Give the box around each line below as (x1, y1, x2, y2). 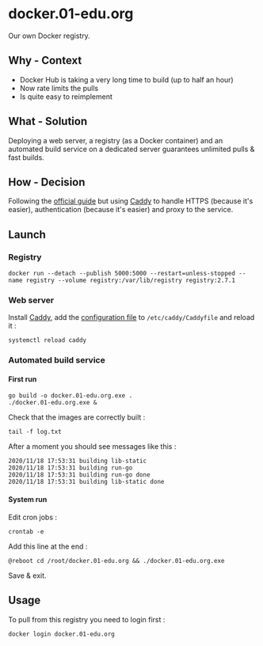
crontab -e (8, 527, 44, 535)
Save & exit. (8, 571, 47, 580)
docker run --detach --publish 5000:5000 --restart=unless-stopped (8, 270, 236, 278)
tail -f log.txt (8, 428, 62, 436)
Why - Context (8, 54, 82, 67)
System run (8, 495, 48, 504)
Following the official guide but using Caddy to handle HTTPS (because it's (8, 196, 253, 206)
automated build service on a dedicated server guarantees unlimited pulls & (8, 144, 255, 154)
